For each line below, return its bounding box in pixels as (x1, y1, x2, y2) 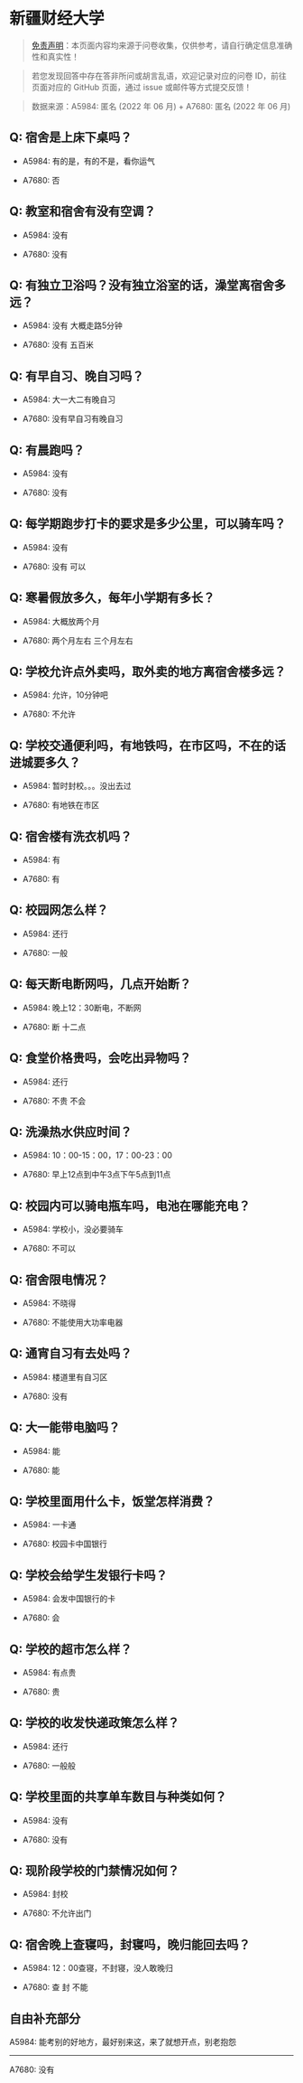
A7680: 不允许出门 (22, 1908, 92, 1919)
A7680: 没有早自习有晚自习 (22, 413, 124, 425)
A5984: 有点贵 (22, 1667, 77, 1677)
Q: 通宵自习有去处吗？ (9, 1346, 133, 1361)
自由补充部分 (9, 2011, 81, 2026)
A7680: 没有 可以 (22, 561, 87, 572)
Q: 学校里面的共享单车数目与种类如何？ (9, 1789, 227, 1805)
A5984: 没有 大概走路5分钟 (22, 320, 124, 331)
